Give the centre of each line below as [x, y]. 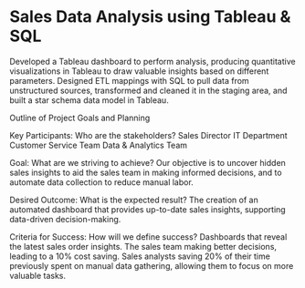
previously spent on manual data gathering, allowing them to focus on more [152, 265]
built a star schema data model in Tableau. [89, 100]
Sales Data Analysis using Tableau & [150, 17]
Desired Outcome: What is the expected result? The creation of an [134, 200]
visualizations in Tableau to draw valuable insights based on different [139, 71]
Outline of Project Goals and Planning [80, 118]
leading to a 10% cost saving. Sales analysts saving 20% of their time [140, 256]
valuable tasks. [38, 275]
